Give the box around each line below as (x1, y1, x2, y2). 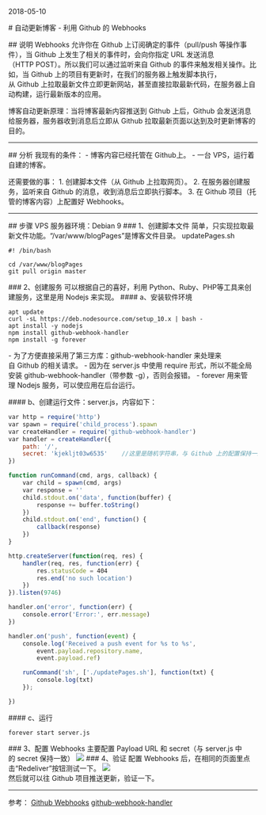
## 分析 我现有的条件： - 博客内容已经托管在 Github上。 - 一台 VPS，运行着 (8, 150, 255, 159)
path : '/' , (22, 443, 59, 451)
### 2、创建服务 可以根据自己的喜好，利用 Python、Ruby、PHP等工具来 (8, 283, 245, 291)
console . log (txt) (36, 676, 93, 684)
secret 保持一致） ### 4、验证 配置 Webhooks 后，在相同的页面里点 (17, 753, 251, 763)
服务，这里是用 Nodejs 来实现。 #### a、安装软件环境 (14, 292, 192, 302)
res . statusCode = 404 (36, 566, 108, 575)
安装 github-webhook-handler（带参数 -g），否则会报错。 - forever (8, 371, 226, 379)
